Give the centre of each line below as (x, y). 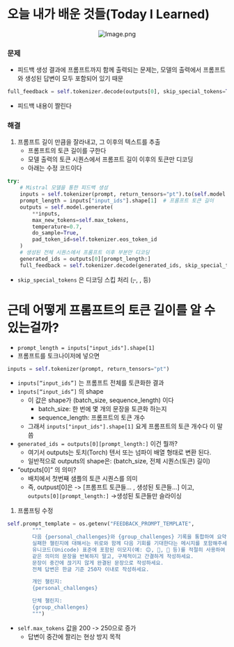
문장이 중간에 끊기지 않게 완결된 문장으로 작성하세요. (98, 563)
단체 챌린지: (47, 601)
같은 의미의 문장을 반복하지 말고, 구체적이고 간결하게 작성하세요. (113, 556)
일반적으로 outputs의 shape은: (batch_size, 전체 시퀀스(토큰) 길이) (119, 461)
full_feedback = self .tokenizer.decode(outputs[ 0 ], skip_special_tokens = (117, 92)
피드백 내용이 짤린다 (44, 106)
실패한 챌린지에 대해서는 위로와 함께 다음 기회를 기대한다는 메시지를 (116, 543)
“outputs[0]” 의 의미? (47, 470)
